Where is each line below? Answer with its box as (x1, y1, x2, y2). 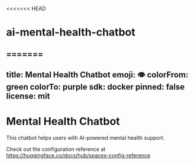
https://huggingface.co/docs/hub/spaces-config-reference (6, 151, 151, 159)
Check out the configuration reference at (6, 146, 106, 153)
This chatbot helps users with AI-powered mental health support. (6, 134, 165, 141)
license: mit (6, 91, 50, 101)
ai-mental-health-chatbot (6, 26, 135, 39)
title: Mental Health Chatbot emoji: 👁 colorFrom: (6, 70, 189, 80)
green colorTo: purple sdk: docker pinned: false (6, 82, 185, 92)
